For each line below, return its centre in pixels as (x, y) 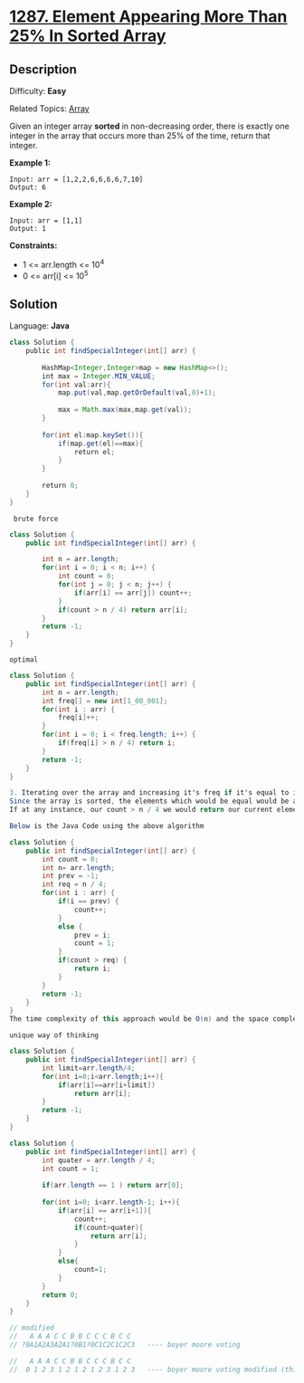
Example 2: (31, 204)
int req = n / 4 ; (74, 884)
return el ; (95, 452)
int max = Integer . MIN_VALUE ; (99, 376)
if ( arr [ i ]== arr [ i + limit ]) (106, 1085)
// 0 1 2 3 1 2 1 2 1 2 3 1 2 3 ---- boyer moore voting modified (143, 1369)
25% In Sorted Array (88, 36)
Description (43, 69)
